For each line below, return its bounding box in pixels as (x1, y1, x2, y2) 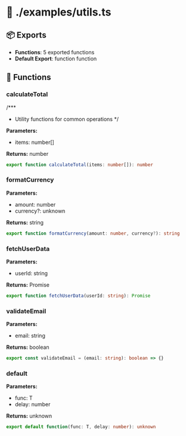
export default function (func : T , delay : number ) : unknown (6, 424, 156, 430)
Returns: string (6, 219, 44, 226)
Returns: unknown (6, 412, 52, 420)
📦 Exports (6, 30, 46, 40)
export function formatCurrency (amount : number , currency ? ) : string (6, 230, 180, 237)
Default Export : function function (14, 55, 97, 62)
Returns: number (6, 150, 49, 157)
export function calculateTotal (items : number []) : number (6, 161, 153, 168)
